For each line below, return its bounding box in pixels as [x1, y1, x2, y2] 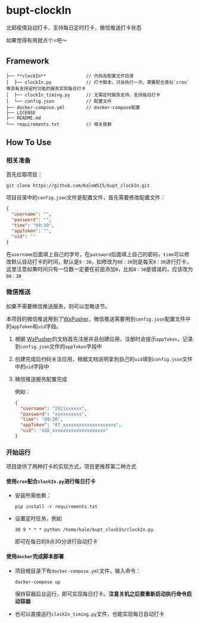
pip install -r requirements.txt [14, 504, 98, 510]
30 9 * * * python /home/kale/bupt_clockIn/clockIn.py [14, 527, 154, 533]
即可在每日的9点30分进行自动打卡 [14, 538, 98, 545]
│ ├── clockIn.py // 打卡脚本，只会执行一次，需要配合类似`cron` [6, 79, 190, 85]
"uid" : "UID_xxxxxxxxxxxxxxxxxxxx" [20, 427, 109, 434]
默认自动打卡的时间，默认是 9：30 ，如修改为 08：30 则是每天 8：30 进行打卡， [11, 258, 192, 265]
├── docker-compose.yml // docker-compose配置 [6, 105, 141, 111]
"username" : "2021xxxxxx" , [20, 405, 87, 411]
